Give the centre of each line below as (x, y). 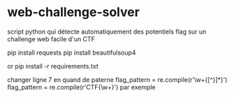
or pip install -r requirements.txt (53, 66)
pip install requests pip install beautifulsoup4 (72, 52)
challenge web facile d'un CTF (51, 38)
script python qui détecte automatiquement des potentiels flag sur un (107, 31)
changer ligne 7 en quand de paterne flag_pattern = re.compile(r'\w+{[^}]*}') (117, 79)
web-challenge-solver (73, 12)
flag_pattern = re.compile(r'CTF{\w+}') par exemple (81, 87)
